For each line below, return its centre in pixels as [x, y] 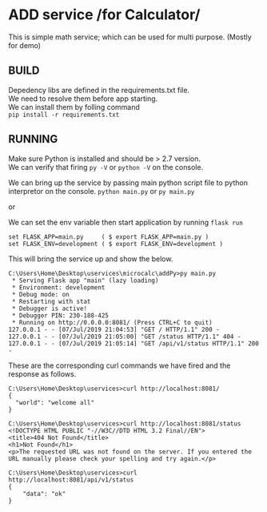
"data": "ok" [44, 494]
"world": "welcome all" [55, 402]
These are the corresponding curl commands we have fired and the [120, 365]
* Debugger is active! [50, 308]
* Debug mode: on [40, 294]
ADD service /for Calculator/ [104, 15]
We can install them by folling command [74, 107]
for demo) [25, 45]
